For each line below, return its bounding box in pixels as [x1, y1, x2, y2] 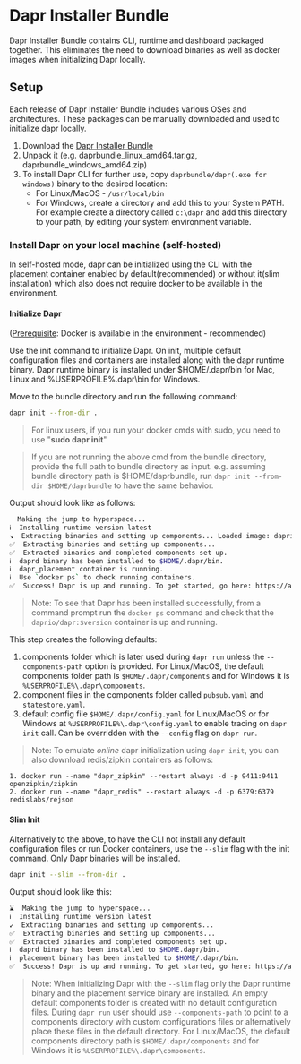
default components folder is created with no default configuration [30, 998, 278, 1008]
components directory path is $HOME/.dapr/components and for [30, 1035, 260, 1046]
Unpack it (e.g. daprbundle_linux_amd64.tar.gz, [21, 150, 198, 160]
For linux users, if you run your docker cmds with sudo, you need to [30, 425, 281, 435]
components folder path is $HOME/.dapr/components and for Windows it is [21, 671, 290, 681]
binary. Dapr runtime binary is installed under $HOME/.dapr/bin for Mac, [9, 365, 275, 375]
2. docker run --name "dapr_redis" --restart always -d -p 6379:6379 [9, 787, 275, 796]
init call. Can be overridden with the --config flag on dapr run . [21, 727, 258, 738]
